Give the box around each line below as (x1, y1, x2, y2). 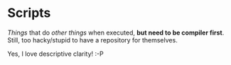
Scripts (7, 5, 51, 21)
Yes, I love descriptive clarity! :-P (7, 49, 104, 58)
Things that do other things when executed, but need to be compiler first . (7, 28, 225, 37)
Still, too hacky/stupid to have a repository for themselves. (7, 35, 178, 44)
